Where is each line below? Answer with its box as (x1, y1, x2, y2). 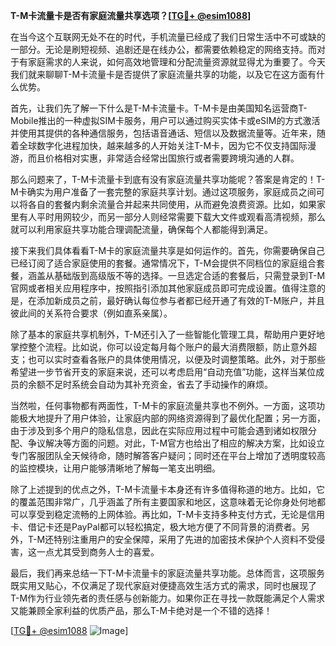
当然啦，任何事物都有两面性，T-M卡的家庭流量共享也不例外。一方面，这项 (10, 400, 317, 411)
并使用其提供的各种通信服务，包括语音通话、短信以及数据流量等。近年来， (10, 127, 317, 139)
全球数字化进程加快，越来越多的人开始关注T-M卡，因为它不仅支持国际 (18, 140, 308, 151)
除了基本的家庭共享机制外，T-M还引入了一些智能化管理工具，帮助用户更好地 (10, 329, 326, 340)
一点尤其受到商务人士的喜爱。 (36, 546, 160, 558)
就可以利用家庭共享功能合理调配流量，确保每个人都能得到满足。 (10, 224, 273, 235)
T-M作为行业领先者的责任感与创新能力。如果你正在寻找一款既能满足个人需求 (10, 592, 326, 604)
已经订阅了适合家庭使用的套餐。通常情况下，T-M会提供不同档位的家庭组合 (10, 257, 317, 269)
